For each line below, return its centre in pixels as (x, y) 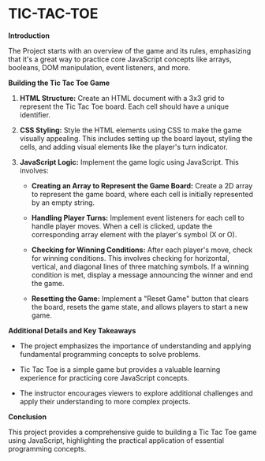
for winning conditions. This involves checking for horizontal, (131, 258)
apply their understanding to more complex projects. (105, 401)
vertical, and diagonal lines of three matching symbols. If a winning (140, 266)
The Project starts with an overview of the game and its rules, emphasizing (130, 50)
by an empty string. (63, 203)
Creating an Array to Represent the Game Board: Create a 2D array (142, 185)
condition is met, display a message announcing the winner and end (142, 275)
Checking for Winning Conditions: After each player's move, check (142, 250)
